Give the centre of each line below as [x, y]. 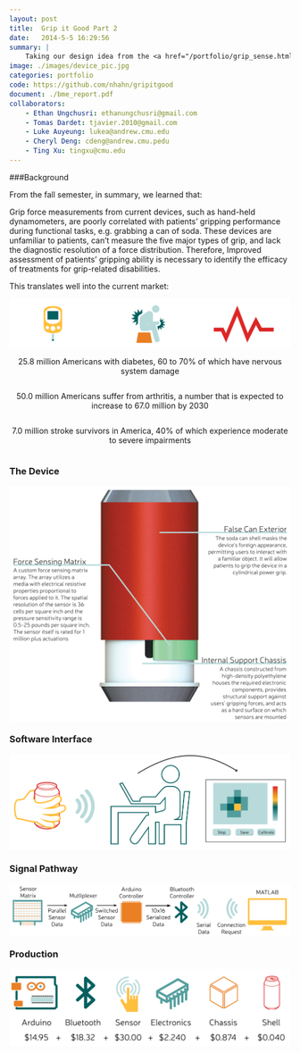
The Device [34, 471]
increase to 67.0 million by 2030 [150, 405]
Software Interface [51, 740]
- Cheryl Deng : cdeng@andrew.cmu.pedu [97, 142]
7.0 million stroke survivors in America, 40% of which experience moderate [150, 430]
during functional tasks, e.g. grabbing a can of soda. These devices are [141, 230]
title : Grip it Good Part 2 [63, 28]
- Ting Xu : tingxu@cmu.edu [75, 151]
